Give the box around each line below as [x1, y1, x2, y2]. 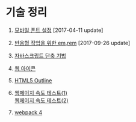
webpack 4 [14, 109, 43, 116]
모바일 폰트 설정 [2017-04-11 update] [14, 26, 104, 34]
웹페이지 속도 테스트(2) [14, 97, 69, 104]
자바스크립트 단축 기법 [14, 52, 67, 59]
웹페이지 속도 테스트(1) [14, 89, 67, 96]
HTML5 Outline [14, 76, 52, 84]
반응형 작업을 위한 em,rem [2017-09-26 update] [14, 39, 131, 46]
